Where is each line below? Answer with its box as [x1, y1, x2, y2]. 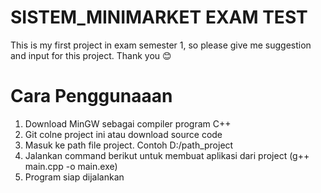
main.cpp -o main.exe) [24, 160, 118, 172]
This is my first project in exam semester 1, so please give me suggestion [10, 39, 312, 51]
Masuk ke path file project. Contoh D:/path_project [24, 139, 234, 151]
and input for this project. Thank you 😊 [10, 49, 172, 61]
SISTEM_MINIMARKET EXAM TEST [10, 6, 308, 29]
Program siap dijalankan [24, 171, 125, 183]
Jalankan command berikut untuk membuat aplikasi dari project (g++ [24, 149, 310, 161]
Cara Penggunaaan [10, 85, 173, 108]
